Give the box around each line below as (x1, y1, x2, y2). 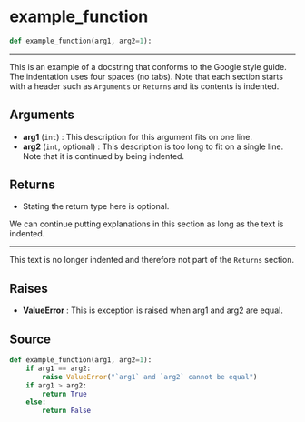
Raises (9, 280, 48, 296)
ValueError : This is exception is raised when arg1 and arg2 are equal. (22, 305, 283, 316)
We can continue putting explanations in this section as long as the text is (9, 218, 284, 229)
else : (25, 397, 47, 407)
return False (42, 407, 92, 416)
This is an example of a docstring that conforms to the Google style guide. (9, 61, 288, 72)
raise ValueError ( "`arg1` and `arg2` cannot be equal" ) (42, 372, 258, 381)
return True (42, 389, 88, 398)
